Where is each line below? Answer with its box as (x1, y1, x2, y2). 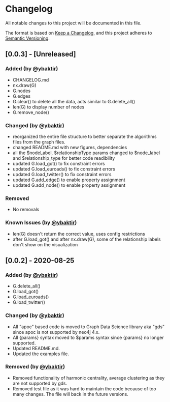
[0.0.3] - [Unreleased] (5, 50, 76, 59)
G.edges (12, 93, 31, 99)
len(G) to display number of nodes (12, 104, 85, 110)
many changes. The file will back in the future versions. (12, 391, 128, 397)
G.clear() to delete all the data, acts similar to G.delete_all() (12, 98, 135, 104)
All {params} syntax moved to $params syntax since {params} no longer (12, 334, 164, 340)
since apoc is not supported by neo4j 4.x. (12, 329, 100, 335)
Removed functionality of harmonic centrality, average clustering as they (12, 375, 165, 381)
